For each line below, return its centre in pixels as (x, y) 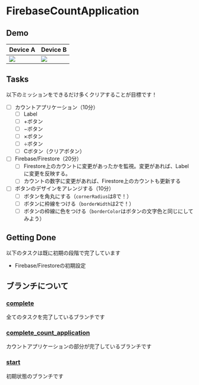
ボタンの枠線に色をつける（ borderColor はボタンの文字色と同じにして (108, 211)
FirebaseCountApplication (73, 11)
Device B (54, 50)
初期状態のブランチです (35, 376)
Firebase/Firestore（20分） (48, 159)
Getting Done (31, 237)
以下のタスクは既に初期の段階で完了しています (63, 253)
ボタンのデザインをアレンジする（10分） (64, 188)
